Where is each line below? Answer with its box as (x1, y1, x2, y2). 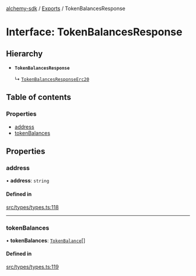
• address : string (6, 177, 50, 184)
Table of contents (6, 92, 71, 102)
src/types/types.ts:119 (6, 263, 60, 271)
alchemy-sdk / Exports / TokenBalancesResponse (6, 5, 125, 12)
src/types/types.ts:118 (6, 203, 60, 211)
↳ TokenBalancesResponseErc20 (14, 75, 89, 82)
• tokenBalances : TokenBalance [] (6, 237, 86, 244)
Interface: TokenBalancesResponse (6, 26, 183, 39)
